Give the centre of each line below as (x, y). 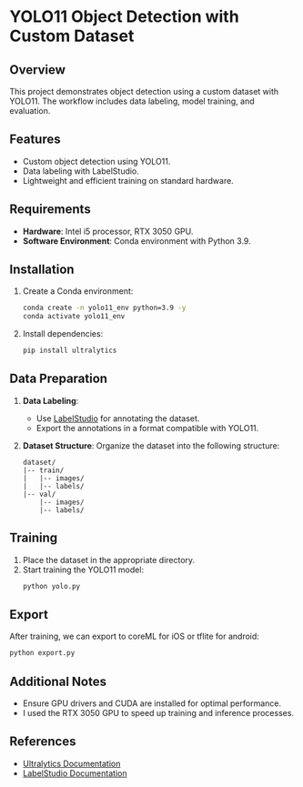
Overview (38, 70)
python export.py (42, 653)
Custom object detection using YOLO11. (96, 161)
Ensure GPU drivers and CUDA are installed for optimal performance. (152, 703)
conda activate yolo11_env (74, 317)
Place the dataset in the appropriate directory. (109, 560)
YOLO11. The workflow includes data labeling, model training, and (132, 101)
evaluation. (30, 111)
